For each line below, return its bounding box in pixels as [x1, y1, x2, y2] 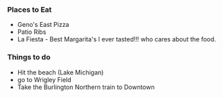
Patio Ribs [17, 28, 47, 36]
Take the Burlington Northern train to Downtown [17, 83, 155, 91]
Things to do [7, 52, 51, 62]
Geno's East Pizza [17, 21, 69, 29]
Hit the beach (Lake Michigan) [17, 68, 104, 77]
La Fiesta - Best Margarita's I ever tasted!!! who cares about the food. [17, 35, 217, 43]
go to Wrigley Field [17, 75, 72, 84]
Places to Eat [7, 5, 52, 14]
